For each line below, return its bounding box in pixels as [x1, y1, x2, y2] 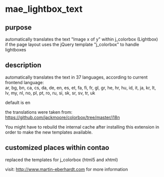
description [5, 61, 41, 70]
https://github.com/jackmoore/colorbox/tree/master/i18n [5, 114, 120, 120]
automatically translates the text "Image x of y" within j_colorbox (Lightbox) [5, 36, 158, 42]
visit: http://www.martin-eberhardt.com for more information [5, 166, 128, 172]
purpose [5, 23, 32, 32]
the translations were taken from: [5, 109, 73, 115]
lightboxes [5, 47, 26, 52]
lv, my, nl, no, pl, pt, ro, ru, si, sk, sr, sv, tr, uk [5, 90, 95, 96]
